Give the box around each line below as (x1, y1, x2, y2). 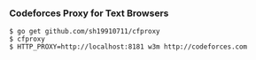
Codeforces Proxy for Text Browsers (9, 7, 169, 19)
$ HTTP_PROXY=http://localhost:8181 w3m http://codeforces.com (9, 42, 248, 51)
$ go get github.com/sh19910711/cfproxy (9, 27, 161, 36)
